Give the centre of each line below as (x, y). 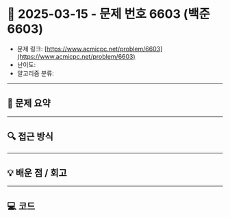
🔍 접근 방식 (30, 137)
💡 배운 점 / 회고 (37, 173)
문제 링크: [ (32, 49)
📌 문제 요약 (29, 103)
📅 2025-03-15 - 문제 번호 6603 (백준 (108, 14)
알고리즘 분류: (36, 73)
